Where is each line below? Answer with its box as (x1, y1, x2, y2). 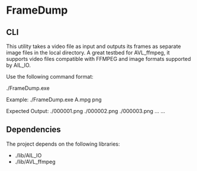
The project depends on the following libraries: (6, 140, 120, 147)
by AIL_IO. (6, 62, 31, 69)
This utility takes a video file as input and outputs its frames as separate (6, 43, 182, 50)
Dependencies (6, 125, 61, 135)
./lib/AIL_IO (14, 151, 42, 159)
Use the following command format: (6, 73, 93, 80)
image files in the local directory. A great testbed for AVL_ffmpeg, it (6, 49, 170, 56)
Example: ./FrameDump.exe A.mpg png (6, 96, 102, 103)
